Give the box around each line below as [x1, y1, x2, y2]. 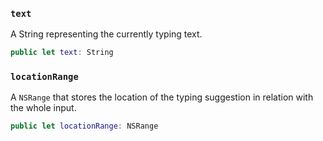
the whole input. [10, 102, 77, 114]
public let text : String [10, 48, 114, 58]
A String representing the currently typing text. [10, 28, 203, 40]
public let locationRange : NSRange [10, 121, 159, 132]
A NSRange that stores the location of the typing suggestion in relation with [10, 91, 314, 103]
